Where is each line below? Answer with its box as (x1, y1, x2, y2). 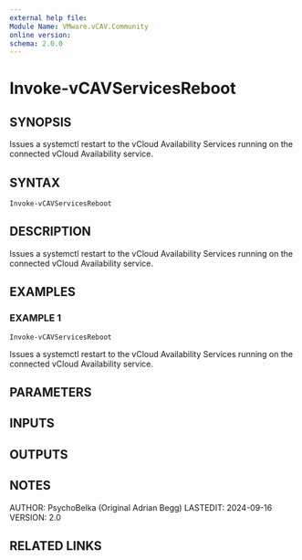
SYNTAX (9, 174, 61, 190)
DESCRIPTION (9, 224, 91, 239)
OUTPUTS (9, 447, 68, 462)
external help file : (9, 13, 89, 23)
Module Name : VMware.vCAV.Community (9, 22, 149, 31)
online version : (9, 30, 71, 39)
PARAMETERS (9, 385, 92, 400)
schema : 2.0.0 (9, 38, 64, 48)
